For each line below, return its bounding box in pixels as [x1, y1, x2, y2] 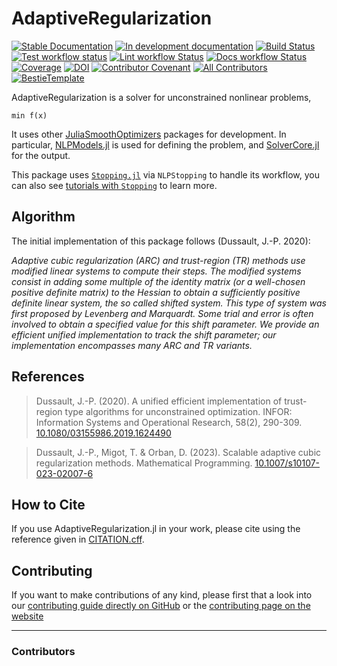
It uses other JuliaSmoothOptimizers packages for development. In [11, 128, 287, 140]
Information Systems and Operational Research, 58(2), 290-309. [35, 416, 303, 428]
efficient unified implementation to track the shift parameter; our [11, 328, 277, 341]
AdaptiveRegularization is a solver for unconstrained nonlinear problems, [11, 91, 312, 103]
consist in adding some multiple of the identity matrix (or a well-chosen [11, 275, 306, 287]
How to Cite [11, 496, 86, 513]
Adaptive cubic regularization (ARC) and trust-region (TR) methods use [11, 254, 306, 266]
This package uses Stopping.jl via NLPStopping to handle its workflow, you [11, 168, 320, 181]
